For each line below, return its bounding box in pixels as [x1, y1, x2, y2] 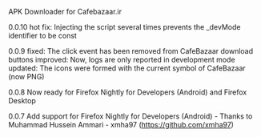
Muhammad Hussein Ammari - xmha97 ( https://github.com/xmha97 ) [8, 120, 235, 129]
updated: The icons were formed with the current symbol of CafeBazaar [8, 63, 246, 73]
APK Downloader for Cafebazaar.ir [8, 7, 122, 16]
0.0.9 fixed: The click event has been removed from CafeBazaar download [8, 46, 254, 55]
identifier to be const [8, 31, 78, 40]
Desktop [8, 96, 36, 105]
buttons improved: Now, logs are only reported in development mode [8, 55, 235, 64]
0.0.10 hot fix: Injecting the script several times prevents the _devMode [8, 22, 241, 31]
